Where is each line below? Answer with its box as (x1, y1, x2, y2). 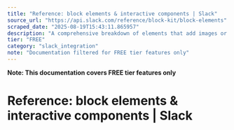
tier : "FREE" (7, 36, 46, 43)
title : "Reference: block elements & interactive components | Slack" (7, 10, 218, 17)
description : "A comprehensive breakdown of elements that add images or (7, 29, 228, 37)
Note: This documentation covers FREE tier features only (7, 68, 177, 77)
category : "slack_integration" (7, 43, 99, 50)
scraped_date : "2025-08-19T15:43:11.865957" (7, 23, 139, 30)
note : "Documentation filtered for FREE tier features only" (7, 50, 190, 57)
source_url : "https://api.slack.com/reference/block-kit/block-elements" (7, 17, 228, 24)
